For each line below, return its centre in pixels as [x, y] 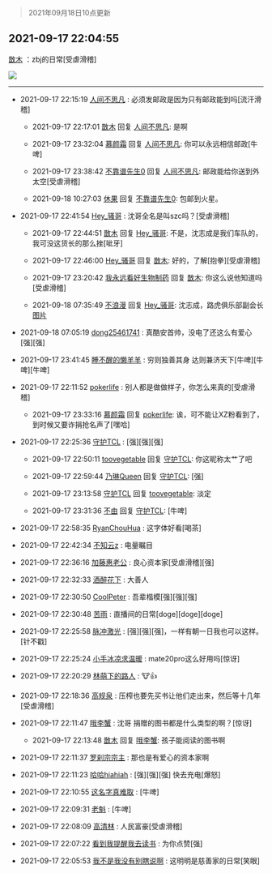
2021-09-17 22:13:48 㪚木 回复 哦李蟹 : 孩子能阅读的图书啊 [129, 740]
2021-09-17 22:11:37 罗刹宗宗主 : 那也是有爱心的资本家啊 [115, 757]
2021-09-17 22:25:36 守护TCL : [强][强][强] [91, 442]
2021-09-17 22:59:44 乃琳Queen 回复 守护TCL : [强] [118, 476]
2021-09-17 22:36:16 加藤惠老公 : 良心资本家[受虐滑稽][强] [117, 562]
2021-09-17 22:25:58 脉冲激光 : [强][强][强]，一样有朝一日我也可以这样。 [141, 631]
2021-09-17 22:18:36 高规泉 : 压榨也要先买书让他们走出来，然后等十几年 [140, 695]
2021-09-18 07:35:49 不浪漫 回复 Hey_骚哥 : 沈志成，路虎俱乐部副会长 [148, 305]
